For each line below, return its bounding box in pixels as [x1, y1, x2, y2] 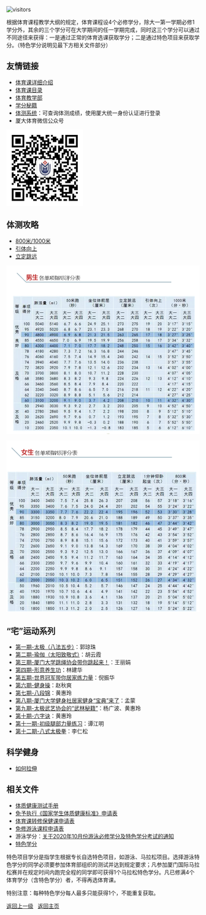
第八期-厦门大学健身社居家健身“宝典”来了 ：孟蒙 [15, 697, 136, 704]
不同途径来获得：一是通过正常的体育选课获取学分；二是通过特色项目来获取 [6, 34, 194, 41]
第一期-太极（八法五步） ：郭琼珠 [15, 643, 96, 650]
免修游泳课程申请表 [15, 825, 64, 832]
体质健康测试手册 [15, 802, 59, 809]
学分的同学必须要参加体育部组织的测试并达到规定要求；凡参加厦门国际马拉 [11, 860, 200, 868]
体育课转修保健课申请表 [15, 817, 75, 824]
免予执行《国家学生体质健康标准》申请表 [15, 810, 118, 817]
